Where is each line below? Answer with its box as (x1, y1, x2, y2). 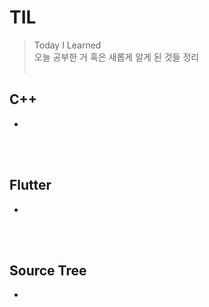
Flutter (9, 177, 52, 194)
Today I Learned (33, 39, 102, 51)
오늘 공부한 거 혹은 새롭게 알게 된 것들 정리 (33, 51, 200, 63)
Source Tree (9, 262, 87, 279)
